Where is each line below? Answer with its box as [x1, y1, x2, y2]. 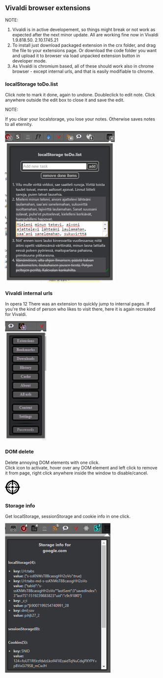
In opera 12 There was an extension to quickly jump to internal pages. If [5, 301, 150, 307]
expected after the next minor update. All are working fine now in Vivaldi [12, 31, 159, 37]
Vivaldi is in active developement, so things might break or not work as [12, 27, 156, 32]
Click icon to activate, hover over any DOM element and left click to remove [5, 464, 158, 470]
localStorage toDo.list [5, 81, 58, 88]
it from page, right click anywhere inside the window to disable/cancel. [5, 470, 148, 476]
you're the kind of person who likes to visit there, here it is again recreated [5, 306, 156, 312]
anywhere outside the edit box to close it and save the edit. [5, 97, 125, 103]
